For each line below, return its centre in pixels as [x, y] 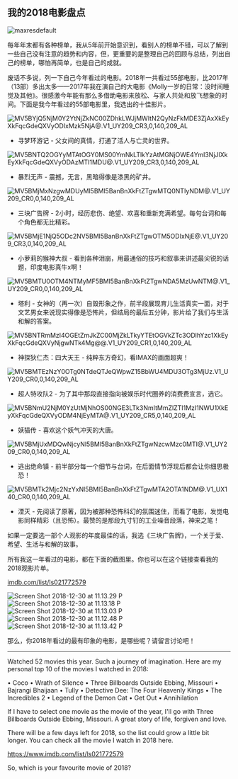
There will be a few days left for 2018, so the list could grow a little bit [108, 732]
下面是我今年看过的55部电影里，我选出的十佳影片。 [95, 104]
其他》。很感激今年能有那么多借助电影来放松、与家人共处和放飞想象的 [120, 95]
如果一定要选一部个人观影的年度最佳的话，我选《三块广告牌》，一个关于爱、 [118, 535]
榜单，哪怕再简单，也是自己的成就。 [72, 62]
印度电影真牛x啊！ [57, 267]
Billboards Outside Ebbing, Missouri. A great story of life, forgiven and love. [117, 719]
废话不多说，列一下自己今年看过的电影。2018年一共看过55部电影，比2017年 [118, 77]
